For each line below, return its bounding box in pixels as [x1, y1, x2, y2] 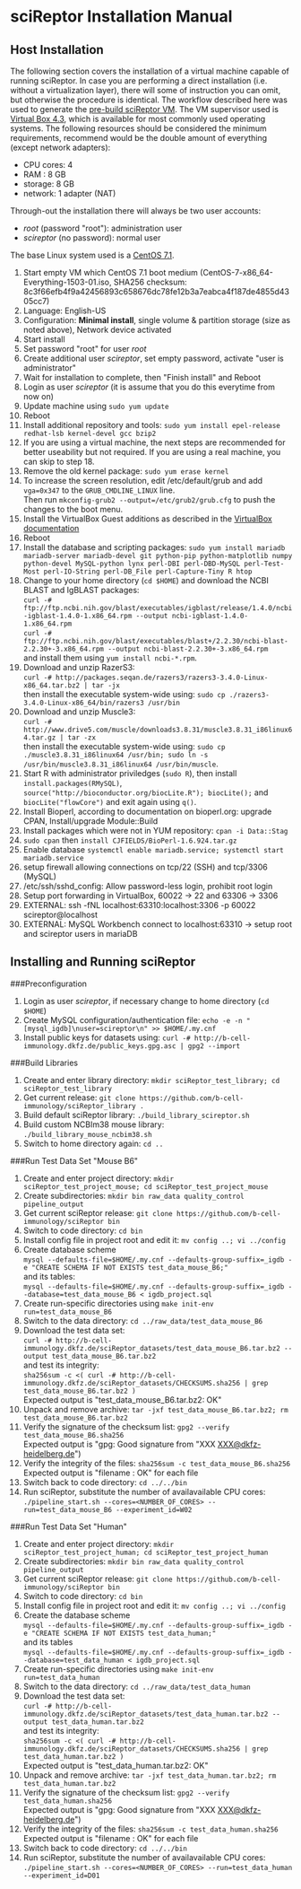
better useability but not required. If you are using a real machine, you [22, 447, 281, 457]
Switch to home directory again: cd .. [22, 1138, 164, 1149]
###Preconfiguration [10, 978, 88, 989]
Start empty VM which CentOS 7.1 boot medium [22, 267, 198, 277]
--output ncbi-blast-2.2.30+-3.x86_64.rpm [107, 644, 269, 653]
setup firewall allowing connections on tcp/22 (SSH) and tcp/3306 [22, 861, 268, 872]
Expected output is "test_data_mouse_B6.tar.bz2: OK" [22, 1394, 222, 1405]
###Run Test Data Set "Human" [10, 1521, 128, 1532]
